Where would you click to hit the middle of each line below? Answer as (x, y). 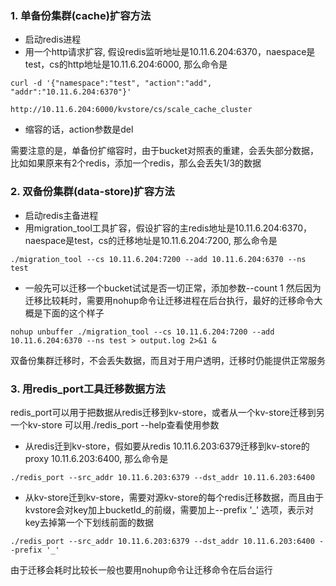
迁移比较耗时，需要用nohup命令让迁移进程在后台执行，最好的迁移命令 (169, 300)
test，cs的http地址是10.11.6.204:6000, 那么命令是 (126, 64)
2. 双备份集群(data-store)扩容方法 (92, 192)
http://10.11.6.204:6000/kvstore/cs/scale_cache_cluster (131, 110)
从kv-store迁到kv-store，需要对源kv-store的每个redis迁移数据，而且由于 (174, 497)
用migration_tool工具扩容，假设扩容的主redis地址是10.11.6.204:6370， (168, 228)
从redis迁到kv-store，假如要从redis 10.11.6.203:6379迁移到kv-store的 (167, 446)
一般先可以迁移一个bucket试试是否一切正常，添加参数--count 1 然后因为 (173, 288)
